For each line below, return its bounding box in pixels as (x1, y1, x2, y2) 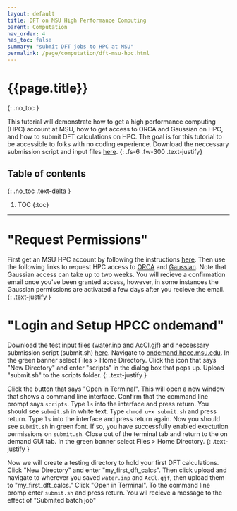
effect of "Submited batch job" (7, 495, 97, 504)
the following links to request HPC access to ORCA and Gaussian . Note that (7, 262, 227, 271)
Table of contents (7, 168, 86, 180)
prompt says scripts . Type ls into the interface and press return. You (7, 399, 209, 408)
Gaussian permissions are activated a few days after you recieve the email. (7, 285, 225, 293)
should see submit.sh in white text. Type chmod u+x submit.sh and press (7, 407, 217, 416)
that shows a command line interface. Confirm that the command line (7, 392, 209, 400)
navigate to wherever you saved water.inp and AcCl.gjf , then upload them (7, 473, 225, 481)
